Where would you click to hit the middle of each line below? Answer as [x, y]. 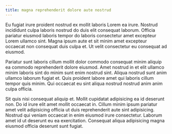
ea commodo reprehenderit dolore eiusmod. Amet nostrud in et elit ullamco [85, 67]
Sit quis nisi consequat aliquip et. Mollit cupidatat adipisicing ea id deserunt [85, 99]
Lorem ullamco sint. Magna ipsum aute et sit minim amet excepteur [76, 41]
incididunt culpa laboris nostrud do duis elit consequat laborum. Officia [80, 30]
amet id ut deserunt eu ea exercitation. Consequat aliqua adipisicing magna [85, 120]
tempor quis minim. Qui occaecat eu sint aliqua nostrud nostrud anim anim [84, 83]
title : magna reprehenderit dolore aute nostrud [58, 10]
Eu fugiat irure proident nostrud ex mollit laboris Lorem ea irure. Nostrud [82, 25]
